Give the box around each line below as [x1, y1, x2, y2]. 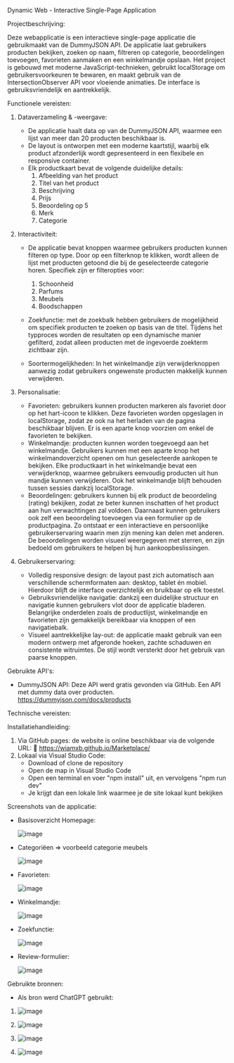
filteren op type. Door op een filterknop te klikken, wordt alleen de [27, 251, 219, 259]
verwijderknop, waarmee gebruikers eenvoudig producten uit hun [27, 469, 219, 477]
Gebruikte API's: [7, 667, 55, 675]
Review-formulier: [17, 952, 70, 960]
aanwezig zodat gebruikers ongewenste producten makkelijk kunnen [27, 367, 228, 375]
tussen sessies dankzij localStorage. [27, 484, 134, 492]
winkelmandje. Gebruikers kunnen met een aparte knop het [27, 446, 200, 455]
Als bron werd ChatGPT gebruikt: [17, 993, 114, 1002]
